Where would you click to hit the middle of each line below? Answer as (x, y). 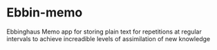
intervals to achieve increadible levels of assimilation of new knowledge (108, 38)
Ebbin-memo (45, 13)
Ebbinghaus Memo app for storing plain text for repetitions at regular (104, 32)
